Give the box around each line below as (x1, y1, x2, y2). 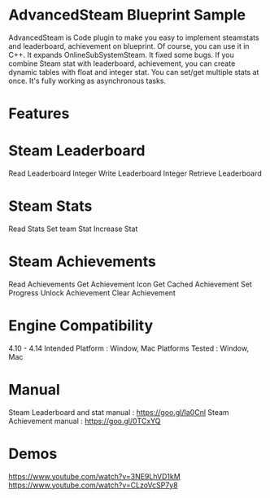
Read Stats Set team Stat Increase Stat (8, 224, 138, 234)
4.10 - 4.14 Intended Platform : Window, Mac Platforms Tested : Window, (8, 343, 250, 353)
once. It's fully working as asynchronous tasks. (8, 76, 167, 85)
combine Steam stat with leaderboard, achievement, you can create (8, 59, 236, 68)
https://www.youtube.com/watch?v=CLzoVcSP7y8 (8, 480, 178, 490)
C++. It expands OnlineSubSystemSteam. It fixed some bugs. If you (8, 50, 234, 59)
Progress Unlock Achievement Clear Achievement (8, 287, 176, 298)
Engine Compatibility (8, 317, 154, 335)
